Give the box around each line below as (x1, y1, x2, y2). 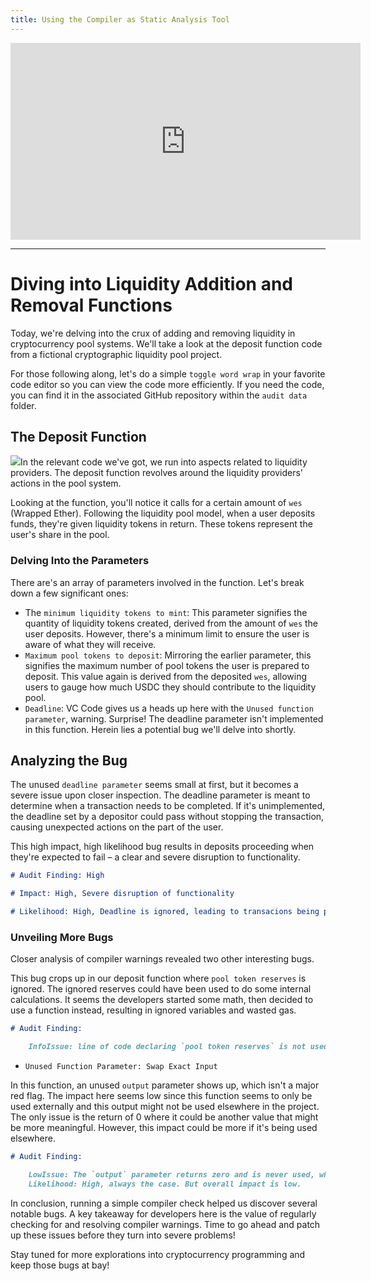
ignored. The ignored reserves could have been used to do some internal (10, 983, 312, 995)
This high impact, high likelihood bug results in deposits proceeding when (10, 841, 315, 853)
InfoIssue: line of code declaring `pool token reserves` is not (28, 1042, 307, 1052)
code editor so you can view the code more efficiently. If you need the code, (10, 378, 325, 390)
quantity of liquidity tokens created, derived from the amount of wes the (24, 617, 319, 629)
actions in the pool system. (10, 477, 122, 490)
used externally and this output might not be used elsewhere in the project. (10, 1101, 320, 1113)
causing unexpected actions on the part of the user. (10, 821, 224, 833)
